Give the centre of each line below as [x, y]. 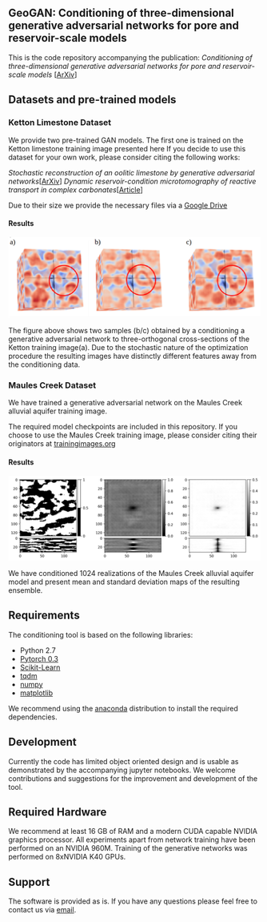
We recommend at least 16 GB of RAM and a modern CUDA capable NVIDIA [133, 831]
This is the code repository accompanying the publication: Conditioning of [131, 57]
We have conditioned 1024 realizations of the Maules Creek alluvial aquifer [131, 573]
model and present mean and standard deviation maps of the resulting [124, 582]
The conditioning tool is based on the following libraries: [101, 634]
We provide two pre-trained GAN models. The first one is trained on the [126, 140]
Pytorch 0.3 [39, 658]
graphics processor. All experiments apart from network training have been [132, 839]
